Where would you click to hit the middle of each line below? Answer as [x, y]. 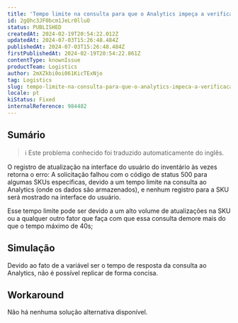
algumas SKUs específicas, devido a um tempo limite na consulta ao [107, 182]
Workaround [36, 295]
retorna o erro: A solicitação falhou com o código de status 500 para [107, 174]
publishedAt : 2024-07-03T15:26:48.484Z [66, 47]
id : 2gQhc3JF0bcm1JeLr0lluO [49, 21]
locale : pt [23, 93]
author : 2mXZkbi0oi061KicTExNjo [55, 73]
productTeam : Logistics [42, 67]
